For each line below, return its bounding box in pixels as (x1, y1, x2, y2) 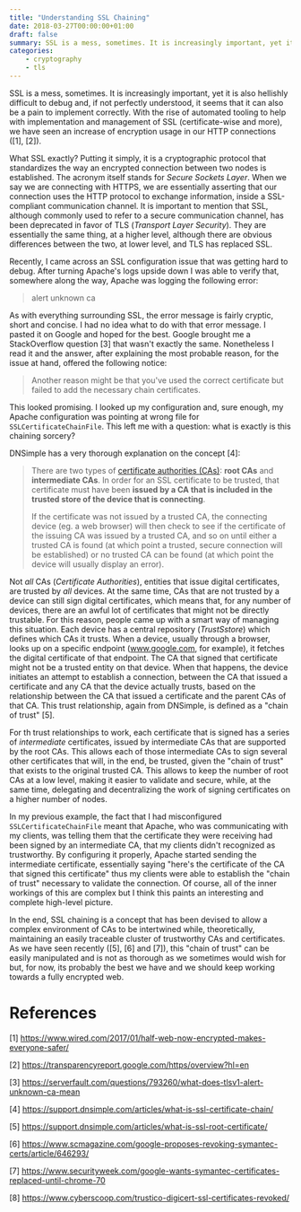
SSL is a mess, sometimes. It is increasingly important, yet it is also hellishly (9, 87, 288, 99)
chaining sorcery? (9, 430, 76, 440)
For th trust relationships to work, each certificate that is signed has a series (9, 727, 290, 737)
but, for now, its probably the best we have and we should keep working (9, 962, 276, 972)
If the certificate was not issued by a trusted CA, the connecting (30, 510, 268, 521)
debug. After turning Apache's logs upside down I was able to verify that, (9, 266, 279, 276)
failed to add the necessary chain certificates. (30, 384, 202, 395)
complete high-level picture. (9, 896, 114, 907)
